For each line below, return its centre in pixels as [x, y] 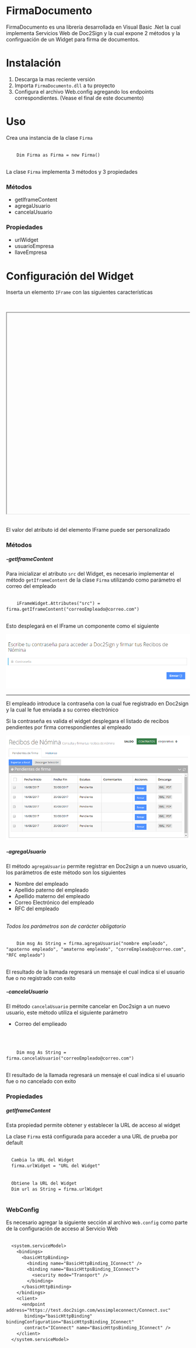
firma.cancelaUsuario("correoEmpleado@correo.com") [70, 1058]
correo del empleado [31, 586]
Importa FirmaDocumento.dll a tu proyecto [65, 85]
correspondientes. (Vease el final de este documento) [79, 98]
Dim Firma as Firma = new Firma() [58, 155]
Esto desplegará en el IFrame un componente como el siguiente [83, 626]
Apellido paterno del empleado [52, 890]
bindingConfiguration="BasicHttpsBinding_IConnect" [70, 1322]
